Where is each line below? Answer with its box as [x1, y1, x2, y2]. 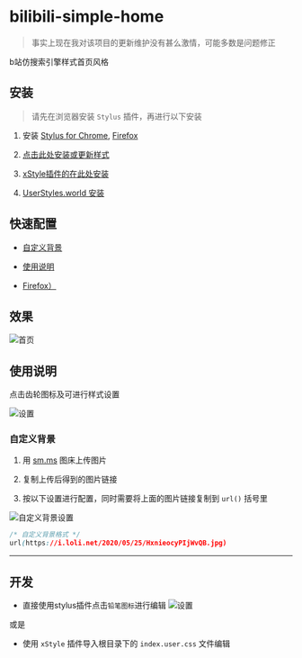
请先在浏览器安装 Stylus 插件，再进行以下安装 [31, 111, 202, 122]
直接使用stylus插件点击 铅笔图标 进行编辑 [22, 600, 166, 611]
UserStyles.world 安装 [22, 187, 105, 198]
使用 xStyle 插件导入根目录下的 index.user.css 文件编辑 [22, 638, 231, 649]
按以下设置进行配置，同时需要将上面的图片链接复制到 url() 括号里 [22, 493, 268, 504]
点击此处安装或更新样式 [22, 149, 110, 159]
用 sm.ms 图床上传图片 [22, 455, 108, 465]
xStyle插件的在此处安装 [22, 168, 110, 179]
